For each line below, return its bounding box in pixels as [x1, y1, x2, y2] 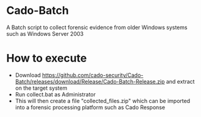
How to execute [6, 52, 87, 65]
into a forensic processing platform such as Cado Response [15, 104, 166, 111]
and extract [166, 78, 195, 85]
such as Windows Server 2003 [6, 30, 84, 37]
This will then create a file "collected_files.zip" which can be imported [15, 97, 191, 104]
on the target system [15, 84, 68, 92]
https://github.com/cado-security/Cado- [42, 71, 144, 79]
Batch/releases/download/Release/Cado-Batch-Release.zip [15, 78, 165, 85]
